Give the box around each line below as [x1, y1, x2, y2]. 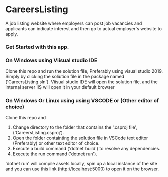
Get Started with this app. [5, 43, 69, 50]
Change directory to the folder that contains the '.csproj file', [12, 124, 137, 130]
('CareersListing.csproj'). [12, 130, 64, 136]
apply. [5, 31, 18, 37]
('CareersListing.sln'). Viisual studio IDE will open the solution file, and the [5, 79, 158, 85]
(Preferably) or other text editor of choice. [12, 140, 100, 146]
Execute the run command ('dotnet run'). [12, 151, 97, 157]
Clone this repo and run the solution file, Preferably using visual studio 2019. [5, 68, 163, 74]
